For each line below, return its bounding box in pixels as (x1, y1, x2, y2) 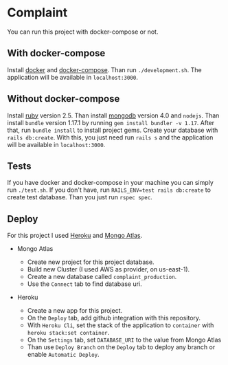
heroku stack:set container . (27, 329, 110, 337)
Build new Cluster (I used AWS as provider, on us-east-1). (27, 265, 190, 274)
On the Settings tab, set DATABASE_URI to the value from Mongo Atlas (27, 335, 222, 344)
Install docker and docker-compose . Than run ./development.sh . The (7, 65, 202, 74)
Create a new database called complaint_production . (27, 273, 177, 281)
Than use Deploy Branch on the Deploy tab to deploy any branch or (27, 343, 216, 351)
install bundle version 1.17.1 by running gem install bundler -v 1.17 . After (7, 118, 215, 126)
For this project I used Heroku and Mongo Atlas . (7, 232, 143, 240)
